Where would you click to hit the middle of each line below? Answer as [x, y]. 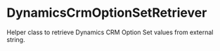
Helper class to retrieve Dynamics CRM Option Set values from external [110, 32]
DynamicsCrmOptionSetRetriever [107, 13]
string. [16, 39]
